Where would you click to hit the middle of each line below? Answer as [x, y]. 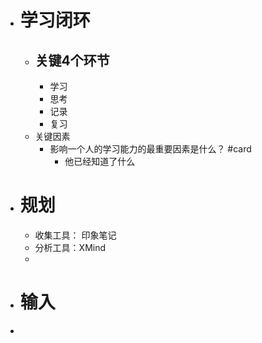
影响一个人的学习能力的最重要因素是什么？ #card [150, 149]
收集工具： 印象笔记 [75, 235]
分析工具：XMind [70, 247]
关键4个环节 [72, 60]
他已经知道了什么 [100, 161]
